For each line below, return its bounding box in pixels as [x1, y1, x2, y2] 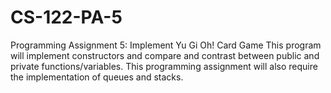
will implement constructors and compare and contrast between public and [10, 49, 320, 61]
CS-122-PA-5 [10, 6, 123, 29]
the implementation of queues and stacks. [10, 71, 184, 83]
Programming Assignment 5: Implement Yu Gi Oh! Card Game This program [10, 39, 322, 51]
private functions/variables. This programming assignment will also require [10, 60, 318, 72]
